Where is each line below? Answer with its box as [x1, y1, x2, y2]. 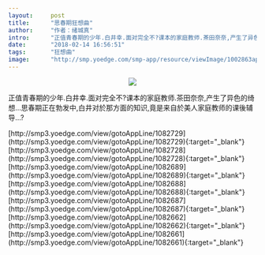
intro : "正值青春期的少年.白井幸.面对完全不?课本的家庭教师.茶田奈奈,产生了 [8, 33, 248, 42]
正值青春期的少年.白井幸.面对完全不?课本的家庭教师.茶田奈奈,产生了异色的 [8, 92, 248, 103]
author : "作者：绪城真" [8, 26, 93, 34]
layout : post [8, 11, 65, 20]
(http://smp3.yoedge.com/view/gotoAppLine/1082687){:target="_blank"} [8, 204, 245, 213]
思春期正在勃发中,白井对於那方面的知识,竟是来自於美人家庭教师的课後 [21, 103, 247, 112]
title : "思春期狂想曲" [8, 19, 93, 27]
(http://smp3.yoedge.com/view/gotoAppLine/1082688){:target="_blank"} [8, 187, 246, 197]
